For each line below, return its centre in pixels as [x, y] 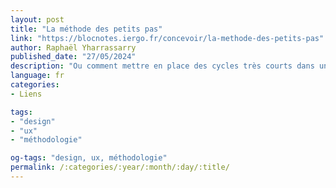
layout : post [37, 19]
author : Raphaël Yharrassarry [73, 47]
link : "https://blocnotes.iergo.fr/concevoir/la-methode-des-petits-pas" [167, 38]
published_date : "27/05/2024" [73, 57]
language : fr [37, 76]
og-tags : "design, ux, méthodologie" [89, 158]
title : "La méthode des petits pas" [86, 29]
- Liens [26, 94]
